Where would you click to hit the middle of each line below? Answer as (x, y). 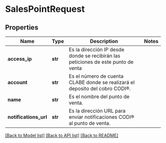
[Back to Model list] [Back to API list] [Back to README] (62, 135)
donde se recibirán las (95, 56)
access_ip (20, 59)
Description (104, 41)
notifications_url (27, 117)
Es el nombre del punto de (99, 96)
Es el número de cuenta (96, 76)
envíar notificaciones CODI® (102, 117)
